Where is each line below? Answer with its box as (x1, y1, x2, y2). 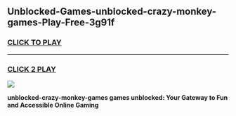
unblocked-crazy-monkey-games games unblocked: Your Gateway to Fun (7, 93, 228, 101)
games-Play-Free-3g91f (7, 17, 115, 29)
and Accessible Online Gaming (7, 101, 99, 109)
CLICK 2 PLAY (7, 64, 56, 74)
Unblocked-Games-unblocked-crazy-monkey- (7, 6, 216, 18)
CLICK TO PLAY (7, 38, 62, 48)
